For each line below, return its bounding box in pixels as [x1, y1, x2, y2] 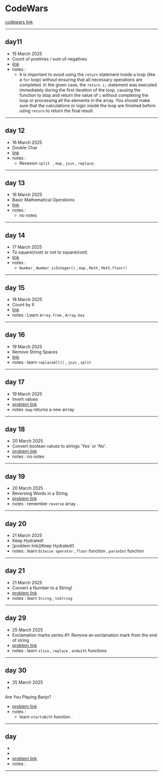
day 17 [5, 378, 25, 386]
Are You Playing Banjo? [5, 694, 52, 700]
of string [12, 637, 29, 643]
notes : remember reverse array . [12, 501, 79, 507]
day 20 [5, 519, 27, 528]
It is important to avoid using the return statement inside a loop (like [19, 71, 155, 77]
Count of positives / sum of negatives [12, 56, 87, 61]
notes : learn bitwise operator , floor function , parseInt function [12, 548, 144, 554]
